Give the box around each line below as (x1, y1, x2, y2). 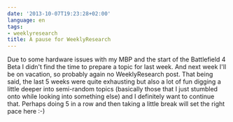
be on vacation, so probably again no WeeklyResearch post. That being (7, 70, 213, 79)
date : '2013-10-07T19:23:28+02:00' (7, 10, 111, 17)
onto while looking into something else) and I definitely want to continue (7, 92, 215, 101)
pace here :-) (7, 107, 45, 116)
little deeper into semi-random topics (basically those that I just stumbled (7, 85, 218, 93)
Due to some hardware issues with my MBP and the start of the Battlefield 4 (7, 55, 226, 63)
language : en (7, 17, 45, 24)
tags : (7, 23, 23, 30)
